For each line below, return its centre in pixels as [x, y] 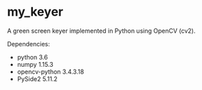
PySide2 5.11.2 [37, 78]
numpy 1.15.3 [35, 64]
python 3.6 [32, 57]
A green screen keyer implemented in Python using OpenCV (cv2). [101, 31]
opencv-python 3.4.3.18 [50, 72]
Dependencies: [29, 44]
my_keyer [35, 12]
